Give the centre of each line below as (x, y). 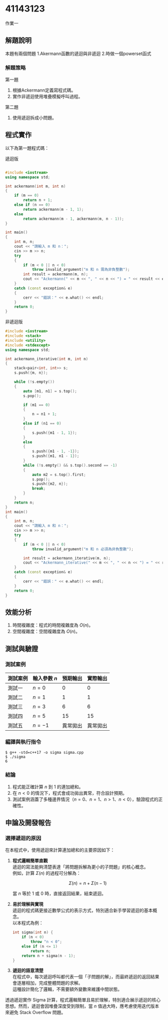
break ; (39, 488)
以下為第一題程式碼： (27, 148)
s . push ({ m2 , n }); (50, 484)
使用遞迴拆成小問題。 (34, 118)
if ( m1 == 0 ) (37, 405)
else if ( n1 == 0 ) (42, 423)
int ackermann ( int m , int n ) (35, 186)
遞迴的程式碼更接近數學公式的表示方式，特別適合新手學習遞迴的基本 (82, 910)
